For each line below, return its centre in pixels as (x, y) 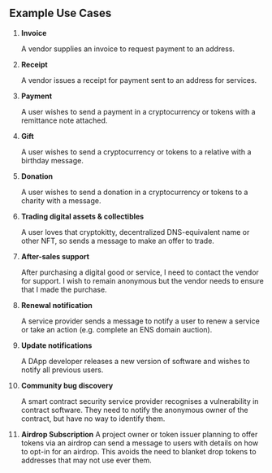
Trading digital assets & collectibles (82, 216)
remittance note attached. (64, 120)
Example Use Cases (60, 13)
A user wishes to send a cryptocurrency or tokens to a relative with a (136, 152)
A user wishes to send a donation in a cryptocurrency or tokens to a (134, 192)
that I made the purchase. (64, 289)
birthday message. (52, 160)
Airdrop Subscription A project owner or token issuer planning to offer (139, 434)
